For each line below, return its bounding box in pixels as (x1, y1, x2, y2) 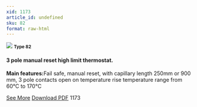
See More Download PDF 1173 (6, 94, 81, 102)
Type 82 (13, 44, 31, 50)
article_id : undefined (6, 14, 63, 20)
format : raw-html (6, 25, 50, 32)
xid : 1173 (6, 8, 31, 15)
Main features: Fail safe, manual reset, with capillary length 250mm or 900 (6, 70, 191, 77)
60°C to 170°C (6, 82, 42, 90)
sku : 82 (6, 20, 26, 26)
